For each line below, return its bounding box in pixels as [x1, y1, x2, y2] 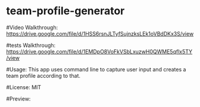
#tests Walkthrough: [6, 42, 56, 49]
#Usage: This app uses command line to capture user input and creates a [6, 65, 186, 73]
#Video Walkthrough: [6, 24, 58, 31]
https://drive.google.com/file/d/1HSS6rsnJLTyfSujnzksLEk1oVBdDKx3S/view [6, 30, 194, 37]
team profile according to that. [6, 72, 81, 79]
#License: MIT [6, 83, 42, 90]
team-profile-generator [6, 4, 125, 18]
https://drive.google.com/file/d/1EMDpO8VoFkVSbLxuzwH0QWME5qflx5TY [6, 48, 193, 55]
